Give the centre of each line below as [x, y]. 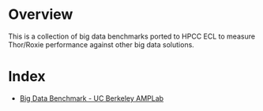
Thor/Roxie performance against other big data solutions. [101, 44]
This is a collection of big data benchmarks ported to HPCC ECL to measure [131, 36]
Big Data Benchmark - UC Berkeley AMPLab [92, 98]
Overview [41, 15]
